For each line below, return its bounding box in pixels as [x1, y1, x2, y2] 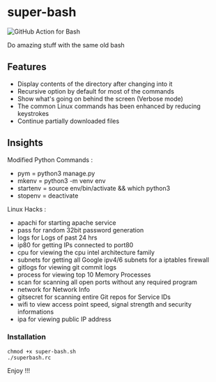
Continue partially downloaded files [17, 117, 120, 125]
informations [17, 307, 54, 316]
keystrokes [17, 109, 49, 117]
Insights [7, 137, 44, 149]
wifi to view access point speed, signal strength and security [17, 300, 192, 308]
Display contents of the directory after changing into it [17, 80, 173, 88]
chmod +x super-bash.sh [7, 348, 77, 355]
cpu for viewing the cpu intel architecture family [17, 248, 155, 256]
